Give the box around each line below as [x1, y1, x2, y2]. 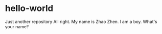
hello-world [5, 3, 54, 14]
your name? [5, 23, 29, 29]
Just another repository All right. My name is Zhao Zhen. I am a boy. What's [5, 19, 158, 24]
